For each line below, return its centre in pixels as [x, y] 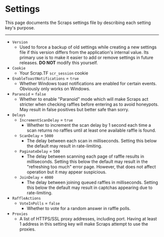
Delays [19, 115]
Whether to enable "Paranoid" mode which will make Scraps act [84, 99]
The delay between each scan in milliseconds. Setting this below [92, 141]
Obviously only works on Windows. [55, 89]
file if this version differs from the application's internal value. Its [84, 52]
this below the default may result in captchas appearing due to [90, 188]
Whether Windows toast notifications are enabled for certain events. [88, 83]
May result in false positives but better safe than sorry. [74, 109]
